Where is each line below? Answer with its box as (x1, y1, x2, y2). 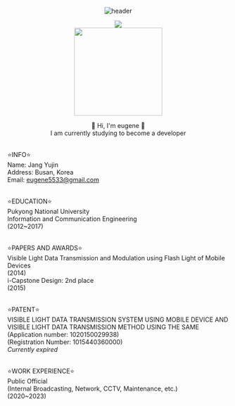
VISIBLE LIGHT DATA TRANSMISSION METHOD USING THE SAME (7, 323, 200, 331)
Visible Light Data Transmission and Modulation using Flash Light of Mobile (7, 254, 225, 262)
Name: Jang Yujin (7, 160, 58, 169)
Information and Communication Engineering (7, 215, 137, 223)
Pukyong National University (7, 208, 90, 215)
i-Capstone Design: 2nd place (7, 277, 94, 284)
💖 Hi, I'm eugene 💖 (91, 122, 146, 129)
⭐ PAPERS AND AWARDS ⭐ (7, 243, 83, 252)
